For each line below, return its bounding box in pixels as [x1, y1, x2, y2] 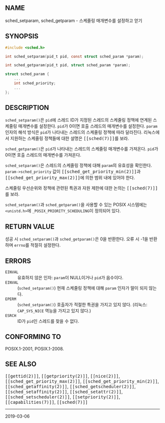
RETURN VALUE [5, 222, 55, 231]
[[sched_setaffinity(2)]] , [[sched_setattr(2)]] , [5, 389, 123, 395]
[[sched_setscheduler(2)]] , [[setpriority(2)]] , [5, 394, 120, 399]
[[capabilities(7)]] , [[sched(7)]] [5, 399, 88, 405]
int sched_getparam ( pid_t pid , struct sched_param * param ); [5, 63, 131, 68]
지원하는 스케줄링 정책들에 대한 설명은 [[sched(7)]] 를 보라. [10, 135, 129, 141]
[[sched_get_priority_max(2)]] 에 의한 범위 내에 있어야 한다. [5, 175, 135, 181]
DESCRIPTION [5, 104, 49, 112]
